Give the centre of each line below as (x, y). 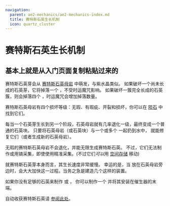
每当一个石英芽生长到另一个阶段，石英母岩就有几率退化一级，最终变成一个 (83, 124)
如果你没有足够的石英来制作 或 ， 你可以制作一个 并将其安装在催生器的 (79, 182)
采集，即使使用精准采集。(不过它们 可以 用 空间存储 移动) (81, 154)
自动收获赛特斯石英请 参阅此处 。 (39, 199)
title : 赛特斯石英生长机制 (35, 19)
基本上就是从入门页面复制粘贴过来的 (62, 70)
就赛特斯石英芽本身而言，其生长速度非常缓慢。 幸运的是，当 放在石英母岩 (82, 165)
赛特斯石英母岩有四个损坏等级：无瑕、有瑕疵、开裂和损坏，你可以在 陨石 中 (84, 107)
